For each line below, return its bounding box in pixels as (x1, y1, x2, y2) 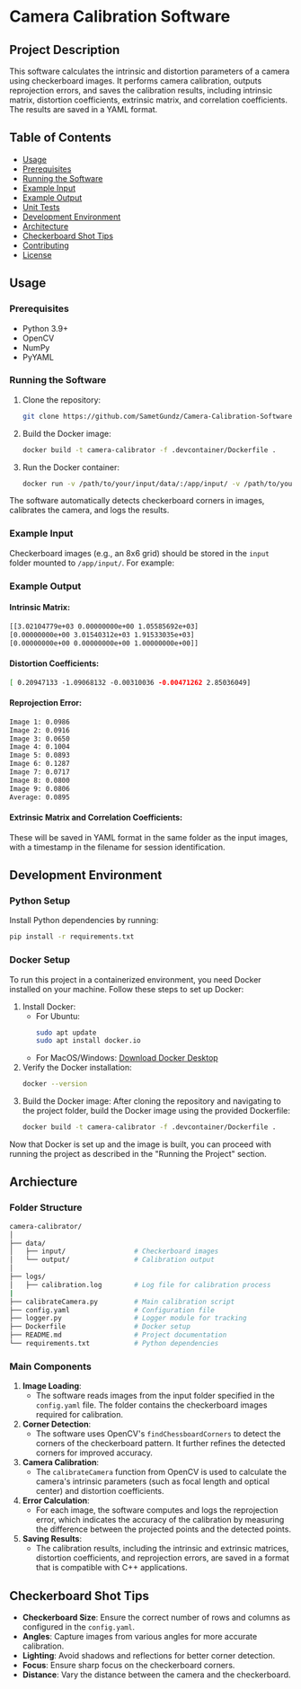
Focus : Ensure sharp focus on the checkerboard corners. (22, 1659, 235, 1670)
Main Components (9, 1360, 92, 1373)
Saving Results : (22, 1533, 83, 1544)
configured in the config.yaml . (22, 1621, 135, 1632)
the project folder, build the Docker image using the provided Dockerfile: (22, 1106, 290, 1116)
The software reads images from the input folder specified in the (35, 1391, 276, 1401)
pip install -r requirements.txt (9, 932, 135, 941)
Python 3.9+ (22, 323, 69, 333)
